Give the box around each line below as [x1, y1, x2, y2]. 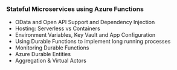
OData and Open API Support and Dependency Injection [14, 19, 155, 26]
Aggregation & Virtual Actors [14, 57, 86, 65]
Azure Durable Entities [14, 51, 71, 58]
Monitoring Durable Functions [14, 44, 89, 51]
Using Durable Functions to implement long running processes [14, 38, 171, 45]
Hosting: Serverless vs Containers [14, 25, 101, 32]
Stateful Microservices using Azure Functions [6, 5, 144, 13]
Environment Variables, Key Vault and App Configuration [14, 31, 156, 39]
